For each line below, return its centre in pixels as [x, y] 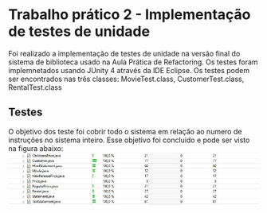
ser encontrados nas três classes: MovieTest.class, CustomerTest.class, [126, 79]
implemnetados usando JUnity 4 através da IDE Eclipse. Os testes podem [129, 70]
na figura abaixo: [36, 148]
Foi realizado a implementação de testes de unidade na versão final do [124, 53]
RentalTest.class [35, 87]
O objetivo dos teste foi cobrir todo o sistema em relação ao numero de [125, 131]
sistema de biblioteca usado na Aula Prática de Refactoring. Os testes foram [133, 62]
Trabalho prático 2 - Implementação [130, 15]
